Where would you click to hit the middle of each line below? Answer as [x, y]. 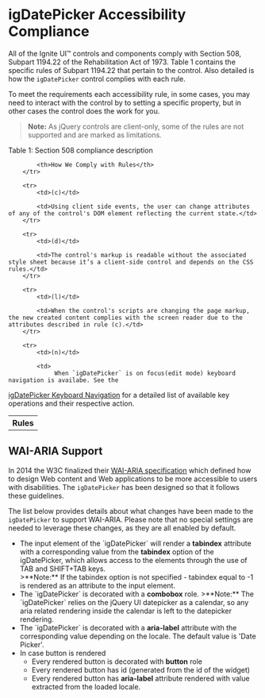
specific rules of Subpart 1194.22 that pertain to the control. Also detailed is [131, 70]
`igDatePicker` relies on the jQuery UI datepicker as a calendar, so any [134, 602]
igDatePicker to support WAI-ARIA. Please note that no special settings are [131, 519]
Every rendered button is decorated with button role [117, 661]
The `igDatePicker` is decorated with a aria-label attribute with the [128, 627]
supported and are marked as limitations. [95, 135]
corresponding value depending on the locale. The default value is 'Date [138, 636]
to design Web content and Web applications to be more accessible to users [133, 479]
